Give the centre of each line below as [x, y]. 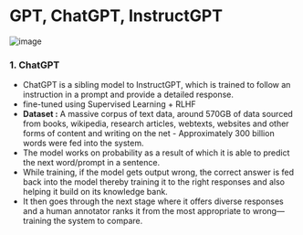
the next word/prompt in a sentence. [91, 163]
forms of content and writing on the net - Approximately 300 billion [149, 134]
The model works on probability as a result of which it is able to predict [156, 153]
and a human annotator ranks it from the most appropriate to [136, 211]
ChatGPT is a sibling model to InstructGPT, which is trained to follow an [157, 85]
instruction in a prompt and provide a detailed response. [128, 95]
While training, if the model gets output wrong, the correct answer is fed [158, 172]
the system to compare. [98, 221]
